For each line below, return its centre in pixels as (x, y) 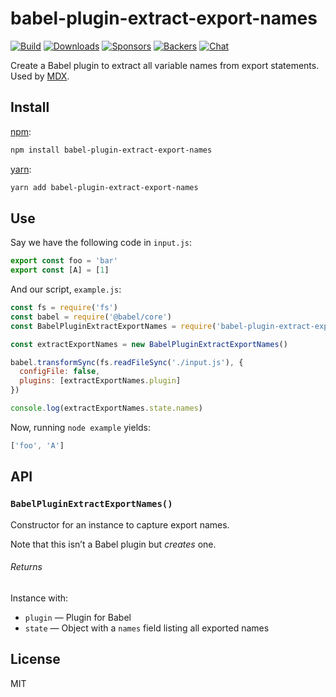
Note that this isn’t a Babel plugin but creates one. (113, 544)
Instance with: (39, 598)
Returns (26, 567)
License (35, 659)
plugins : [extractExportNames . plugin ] (100, 381)
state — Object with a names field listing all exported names (147, 628)
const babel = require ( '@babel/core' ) (91, 317)
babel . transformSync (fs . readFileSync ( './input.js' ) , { (127, 362)
